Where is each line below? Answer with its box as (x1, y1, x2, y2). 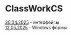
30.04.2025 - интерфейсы (5, 19, 59, 25)
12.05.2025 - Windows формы (5, 24, 67, 30)
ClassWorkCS (5, 3, 63, 14)
